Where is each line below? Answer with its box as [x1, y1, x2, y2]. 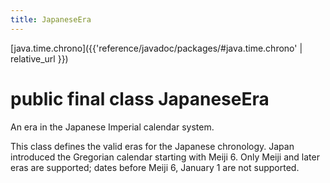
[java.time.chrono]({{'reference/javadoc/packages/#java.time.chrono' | [10, 42, 303, 54]
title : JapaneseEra [10, 14, 92, 25]
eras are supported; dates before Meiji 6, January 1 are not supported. [10, 161, 300, 173]
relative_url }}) [10, 52, 69, 65]
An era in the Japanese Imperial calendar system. [10, 121, 215, 133]
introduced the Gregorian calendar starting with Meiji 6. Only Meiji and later [10, 151, 320, 163]
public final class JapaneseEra [10, 87, 270, 110]
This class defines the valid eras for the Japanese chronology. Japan [10, 140, 295, 152]
